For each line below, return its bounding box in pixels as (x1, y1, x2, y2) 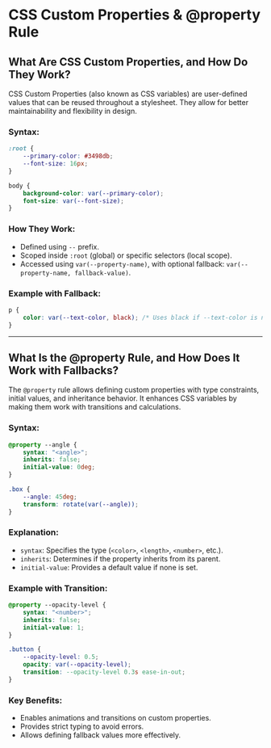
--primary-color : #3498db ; (23, 152, 114, 161)
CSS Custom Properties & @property (8, 6, 261, 24)
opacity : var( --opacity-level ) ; (23, 661, 131, 669)
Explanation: (8, 527, 59, 538)
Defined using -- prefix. (19, 242, 99, 251)
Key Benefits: (8, 695, 63, 706)
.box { (8, 485, 31, 494)
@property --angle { (8, 440, 78, 449)
